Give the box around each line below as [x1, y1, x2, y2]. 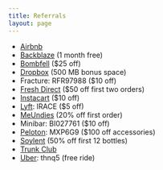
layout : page [8, 19, 52, 27]
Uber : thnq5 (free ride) [19, 152, 96, 162]
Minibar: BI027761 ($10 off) [19, 118, 110, 128]
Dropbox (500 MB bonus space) [19, 67, 127, 77]
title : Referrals [8, 11, 67, 20]
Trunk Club [19, 144, 57, 154]
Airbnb [19, 41, 43, 51]
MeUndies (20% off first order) [19, 110, 123, 119]
